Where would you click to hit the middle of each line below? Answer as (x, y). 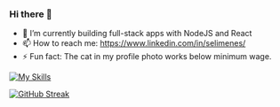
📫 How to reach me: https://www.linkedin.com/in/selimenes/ (134, 43)
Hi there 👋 (31, 14)
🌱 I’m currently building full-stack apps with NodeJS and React (137, 34)
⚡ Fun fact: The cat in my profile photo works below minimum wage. (147, 57)
